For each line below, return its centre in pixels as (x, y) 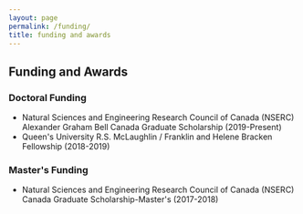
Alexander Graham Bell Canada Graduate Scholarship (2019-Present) (151, 127)
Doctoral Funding (48, 97)
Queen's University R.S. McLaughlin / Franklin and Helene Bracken (147, 137)
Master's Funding (48, 169)
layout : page (33, 18)
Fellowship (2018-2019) (66, 147)
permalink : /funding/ (50, 26)
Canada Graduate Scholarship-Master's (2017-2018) (120, 199)
